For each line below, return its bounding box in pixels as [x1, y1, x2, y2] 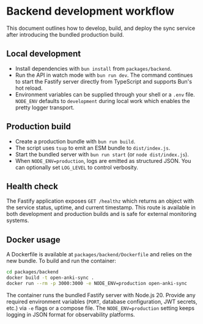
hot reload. [15, 84, 43, 92]
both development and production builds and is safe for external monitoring [6, 211, 197, 218]
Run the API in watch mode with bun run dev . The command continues [15, 71, 193, 79]
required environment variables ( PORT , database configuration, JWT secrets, [6, 298, 197, 305]
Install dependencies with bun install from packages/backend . [15, 65, 172, 72]
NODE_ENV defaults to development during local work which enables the [15, 97, 191, 104]
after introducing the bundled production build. [6, 31, 124, 38]
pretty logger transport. [15, 104, 75, 111]
